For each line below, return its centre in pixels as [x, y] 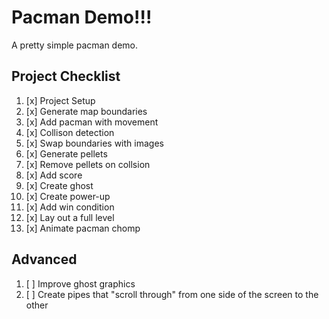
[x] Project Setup [60, 100]
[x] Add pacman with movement [92, 122]
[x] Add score [54, 175]
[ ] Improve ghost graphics [80, 283]
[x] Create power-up [68, 196]
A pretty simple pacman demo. [75, 45]
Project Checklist [66, 76]
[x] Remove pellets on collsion [88, 164]
